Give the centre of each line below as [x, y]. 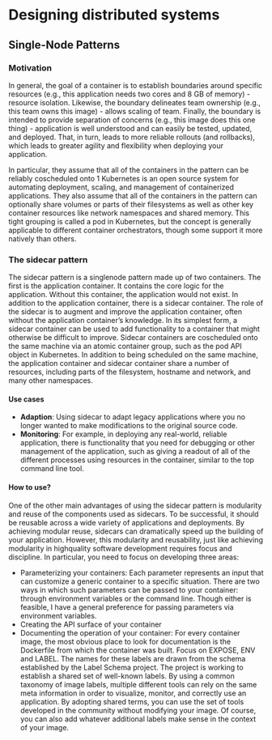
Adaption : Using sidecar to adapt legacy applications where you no [132, 417]
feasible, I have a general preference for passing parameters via [127, 607]
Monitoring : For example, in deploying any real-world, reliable [123, 434]
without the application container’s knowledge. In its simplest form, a [123, 321]
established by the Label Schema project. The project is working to [132, 667]
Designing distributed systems [114, 15]
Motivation [30, 68]
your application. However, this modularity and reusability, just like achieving [136, 539]
